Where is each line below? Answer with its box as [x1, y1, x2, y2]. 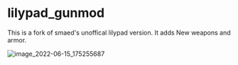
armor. [7, 35, 27, 44]
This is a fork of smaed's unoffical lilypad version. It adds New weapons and [7, 28, 231, 37]
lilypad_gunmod [7, 5, 105, 21]
